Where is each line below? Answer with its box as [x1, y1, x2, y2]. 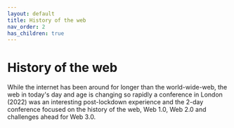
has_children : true [7, 29, 65, 37]
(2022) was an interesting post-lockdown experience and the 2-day [7, 98, 204, 106]
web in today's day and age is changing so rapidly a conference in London [7, 90, 223, 99]
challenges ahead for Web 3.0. [7, 113, 96, 121]
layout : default [7, 10, 55, 17]
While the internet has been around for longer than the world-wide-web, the [7, 83, 228, 92]
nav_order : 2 [7, 23, 46, 30]
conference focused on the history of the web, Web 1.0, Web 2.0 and [7, 106, 207, 114]
